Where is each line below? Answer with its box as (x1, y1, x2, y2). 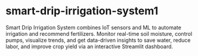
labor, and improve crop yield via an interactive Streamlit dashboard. (5, 43, 174, 50)
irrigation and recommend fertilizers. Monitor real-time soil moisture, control (5, 30, 193, 37)
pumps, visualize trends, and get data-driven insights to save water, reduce (5, 36, 191, 43)
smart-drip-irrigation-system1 (5, 4, 159, 18)
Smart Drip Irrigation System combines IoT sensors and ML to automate (5, 24, 181, 31)
